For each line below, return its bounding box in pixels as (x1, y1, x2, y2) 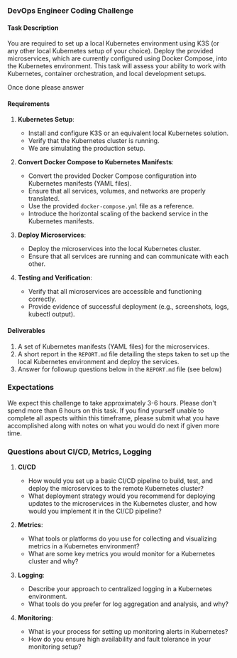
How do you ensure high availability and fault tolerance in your (28, 635, 211, 644)
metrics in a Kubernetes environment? (28, 542, 140, 551)
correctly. (28, 294, 57, 304)
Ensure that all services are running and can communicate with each (28, 252, 229, 261)
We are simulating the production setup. (28, 144, 145, 153)
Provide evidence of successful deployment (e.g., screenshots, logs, (28, 302, 229, 311)
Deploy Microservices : (17, 230, 87, 240)
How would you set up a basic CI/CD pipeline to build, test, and (28, 477, 213, 485)
